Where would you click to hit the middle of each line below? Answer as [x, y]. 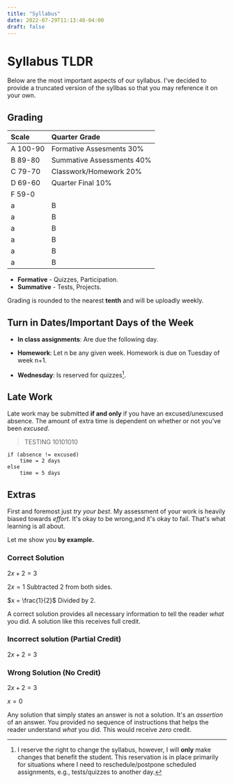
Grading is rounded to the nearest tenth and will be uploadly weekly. [106, 300]
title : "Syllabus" [34, 14]
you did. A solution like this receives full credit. [74, 621]
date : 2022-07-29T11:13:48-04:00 [56, 20]
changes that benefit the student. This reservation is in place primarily [118, 757]
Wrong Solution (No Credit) [54, 673]
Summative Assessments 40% [101, 160]
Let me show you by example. [51, 540]
